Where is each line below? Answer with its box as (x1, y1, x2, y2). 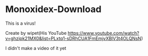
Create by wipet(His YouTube (5, 30, 67, 36)
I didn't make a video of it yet (5, 45, 66, 51)
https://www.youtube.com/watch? (67, 30, 139, 36)
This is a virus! (5, 20, 36, 26)
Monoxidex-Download (5, 4, 102, 15)
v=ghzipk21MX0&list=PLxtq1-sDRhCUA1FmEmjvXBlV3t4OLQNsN (5, 35, 141, 41)
